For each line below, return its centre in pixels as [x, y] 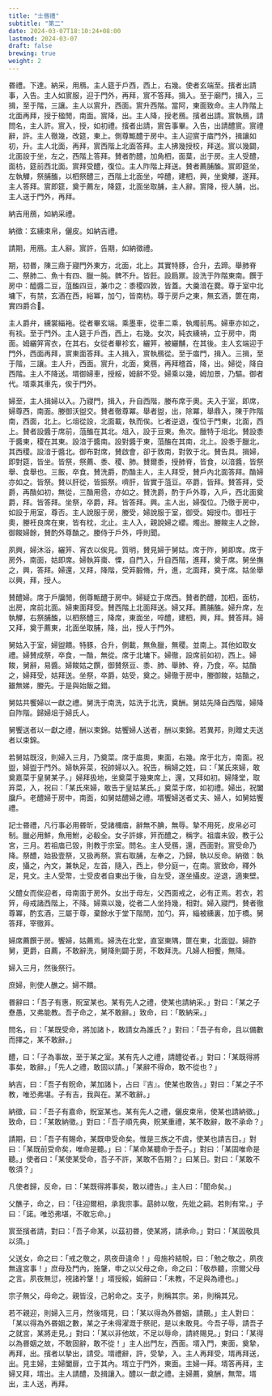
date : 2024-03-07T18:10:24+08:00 [65, 31]
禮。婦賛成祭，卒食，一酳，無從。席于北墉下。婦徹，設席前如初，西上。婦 [132, 655]
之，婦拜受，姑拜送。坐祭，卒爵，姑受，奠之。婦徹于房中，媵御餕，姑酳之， [136, 675]
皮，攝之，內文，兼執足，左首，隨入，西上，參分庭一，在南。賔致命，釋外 [132, 865]
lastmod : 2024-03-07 [43, 38]
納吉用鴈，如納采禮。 [44, 213]
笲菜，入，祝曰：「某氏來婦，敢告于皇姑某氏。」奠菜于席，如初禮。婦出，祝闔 [136, 787]
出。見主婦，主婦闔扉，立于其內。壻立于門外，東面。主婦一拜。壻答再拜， [132, 1363]
